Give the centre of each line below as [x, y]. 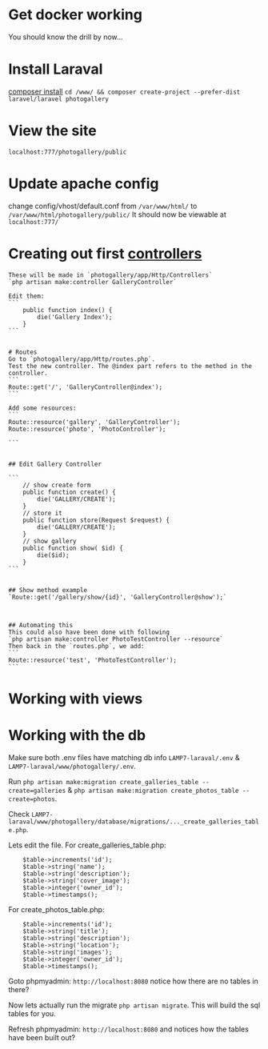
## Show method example [48, 590]
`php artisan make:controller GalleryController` [93, 282]
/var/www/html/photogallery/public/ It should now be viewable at [117, 214]
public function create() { [69, 492]
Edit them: [26, 296]
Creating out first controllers [105, 253]
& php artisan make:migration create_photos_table [153, 790]
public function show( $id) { [73, 548]
